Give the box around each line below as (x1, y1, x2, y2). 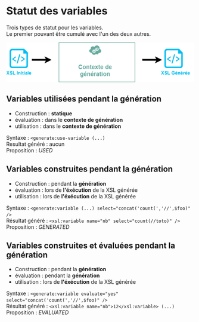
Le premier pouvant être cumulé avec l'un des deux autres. (6, 30, 151, 37)
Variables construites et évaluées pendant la (6, 241, 176, 250)
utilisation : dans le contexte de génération (14, 122, 122, 130)
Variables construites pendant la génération (6, 164, 173, 174)
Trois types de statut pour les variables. (6, 24, 104, 31)
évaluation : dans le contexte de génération (14, 116, 123, 123)
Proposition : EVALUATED (6, 309, 69, 316)
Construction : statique (14, 109, 73, 117)
